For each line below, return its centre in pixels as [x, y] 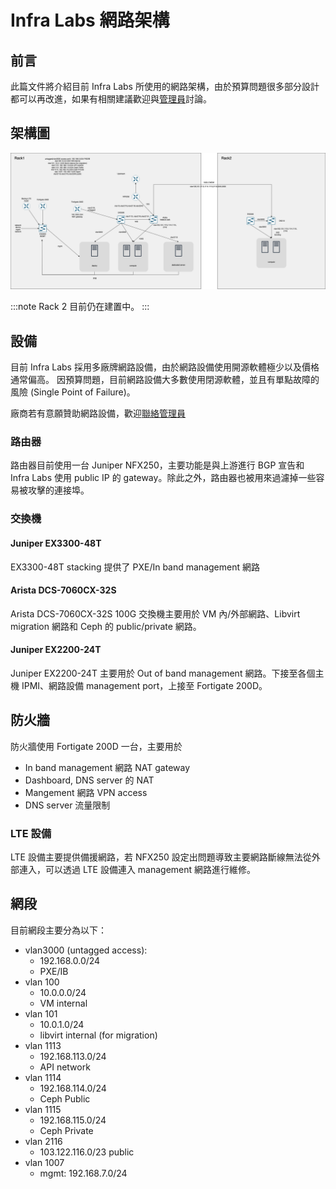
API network [65, 1067]
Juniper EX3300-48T [56, 543]
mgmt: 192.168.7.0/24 [83, 1173]
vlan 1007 [44, 1162]
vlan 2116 [43, 1141]
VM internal [63, 1003]
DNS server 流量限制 [67, 805]
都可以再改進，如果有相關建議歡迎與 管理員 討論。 [111, 99]
